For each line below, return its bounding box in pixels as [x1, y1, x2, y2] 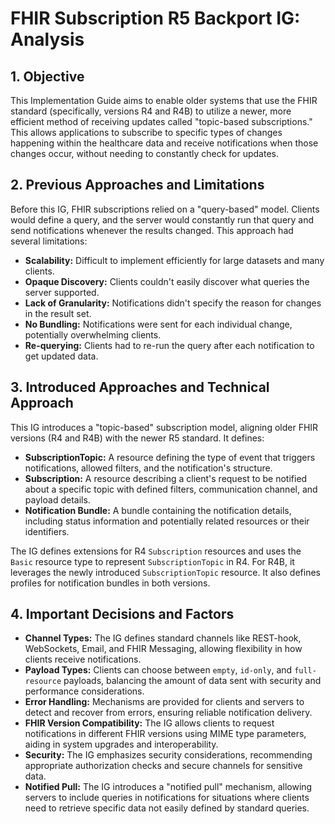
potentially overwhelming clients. [24, 328, 162, 341]
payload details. [24, 493, 91, 506]
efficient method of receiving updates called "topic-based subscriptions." [10, 116, 313, 127]
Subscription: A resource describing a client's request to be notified [24, 472, 308, 484]
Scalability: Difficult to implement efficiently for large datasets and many [24, 254, 325, 266]
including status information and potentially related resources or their [24, 515, 310, 527]
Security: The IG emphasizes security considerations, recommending [24, 749, 313, 761]
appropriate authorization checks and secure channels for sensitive [24, 760, 303, 772]
